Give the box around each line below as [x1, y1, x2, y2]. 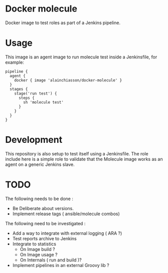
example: [5, 59, 24, 65]
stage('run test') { [14, 91, 57, 96]
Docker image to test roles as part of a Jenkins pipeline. [5, 20, 121, 26]
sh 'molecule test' [23, 100, 64, 105]
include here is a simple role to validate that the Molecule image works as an [5, 156, 163, 162]
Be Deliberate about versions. [12, 205, 74, 211]
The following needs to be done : [5, 196, 74, 202]
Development [5, 134, 63, 146]
